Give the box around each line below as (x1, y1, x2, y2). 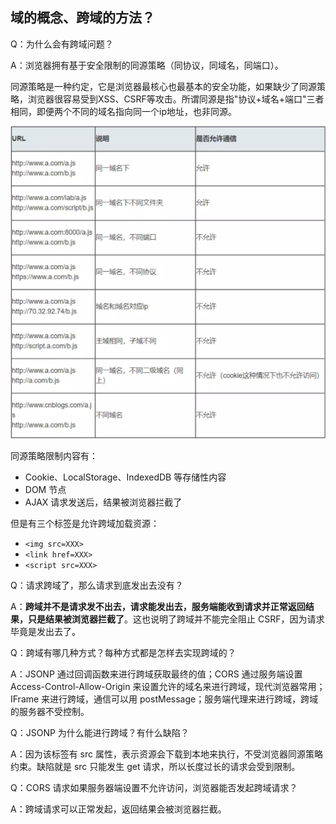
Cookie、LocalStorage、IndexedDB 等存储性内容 (24, 471, 227, 483)
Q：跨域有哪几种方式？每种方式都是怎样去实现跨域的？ (10, 647, 237, 659)
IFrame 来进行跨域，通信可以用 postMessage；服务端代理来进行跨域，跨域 (10, 693, 319, 705)
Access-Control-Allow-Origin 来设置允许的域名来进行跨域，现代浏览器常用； (10, 681, 326, 693)
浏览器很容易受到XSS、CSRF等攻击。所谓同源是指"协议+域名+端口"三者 (27, 93, 325, 105)
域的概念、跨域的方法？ (10, 9, 155, 27)
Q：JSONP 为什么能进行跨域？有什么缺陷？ (10, 727, 190, 739)
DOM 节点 (24, 484, 67, 496)
